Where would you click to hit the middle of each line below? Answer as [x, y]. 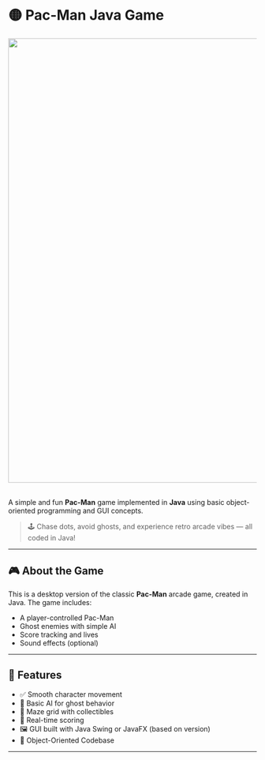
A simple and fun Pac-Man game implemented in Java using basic [116, 502]
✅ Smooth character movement [71, 694]
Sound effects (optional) [59, 643]
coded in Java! [52, 537]
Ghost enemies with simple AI [68, 626]
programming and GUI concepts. [90, 510]
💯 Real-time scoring [52, 720]
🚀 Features [35, 675]
